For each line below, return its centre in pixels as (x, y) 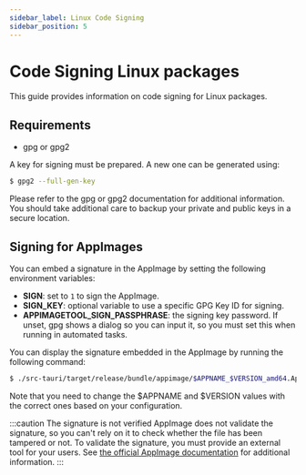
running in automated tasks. (75, 334)
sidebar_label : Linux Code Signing (77, 18)
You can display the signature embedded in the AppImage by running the (147, 352)
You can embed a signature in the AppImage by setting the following (138, 268)
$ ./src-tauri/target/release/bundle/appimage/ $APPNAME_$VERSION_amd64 (148, 379)
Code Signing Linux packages (124, 71)
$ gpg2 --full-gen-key (52, 182)
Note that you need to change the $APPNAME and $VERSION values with (147, 396)
